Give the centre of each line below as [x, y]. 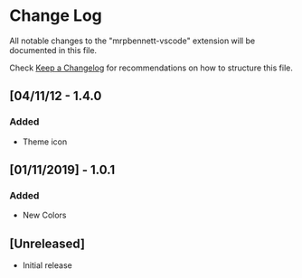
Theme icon [45, 142]
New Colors [44, 215]
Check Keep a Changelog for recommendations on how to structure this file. [151, 68]
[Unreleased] [47, 243]
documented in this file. [53, 50]
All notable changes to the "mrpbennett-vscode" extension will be [132, 41]
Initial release [47, 265]
